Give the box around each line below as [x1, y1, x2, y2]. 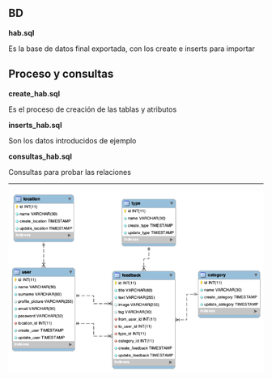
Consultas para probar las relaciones [8, 167, 132, 177]
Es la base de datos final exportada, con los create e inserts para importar [8, 44, 255, 53]
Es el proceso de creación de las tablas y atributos [8, 104, 177, 114]
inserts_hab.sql [8, 120, 62, 130]
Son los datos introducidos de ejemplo [8, 135, 137, 145]
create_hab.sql [8, 88, 61, 98]
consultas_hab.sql [8, 151, 73, 161]
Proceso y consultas [8, 67, 114, 81]
